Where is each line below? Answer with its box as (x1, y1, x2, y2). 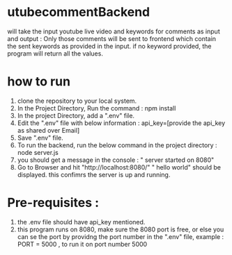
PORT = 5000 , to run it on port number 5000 (17, 240, 148, 248)
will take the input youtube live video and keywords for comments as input (7, 27, 221, 35)
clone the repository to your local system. (17, 97, 137, 105)
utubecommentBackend (7, 4, 150, 20)
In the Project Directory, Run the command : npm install (17, 104, 176, 112)
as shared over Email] (17, 126, 80, 134)
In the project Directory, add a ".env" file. (17, 111, 134, 120)
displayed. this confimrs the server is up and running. (17, 170, 171, 179)
